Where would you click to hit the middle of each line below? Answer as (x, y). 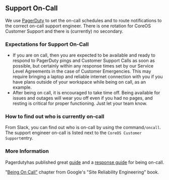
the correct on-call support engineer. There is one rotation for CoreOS (78, 26)
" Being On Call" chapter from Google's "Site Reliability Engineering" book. (82, 172)
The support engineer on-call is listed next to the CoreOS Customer (74, 133)
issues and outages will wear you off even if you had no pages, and (82, 98)
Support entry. (19, 138)
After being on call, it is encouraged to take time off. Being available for (86, 93)
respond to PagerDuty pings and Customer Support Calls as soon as (83, 61)
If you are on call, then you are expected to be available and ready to (84, 55)
